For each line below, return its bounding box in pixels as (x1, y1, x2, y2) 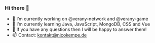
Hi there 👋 (5, 4, 30, 11)
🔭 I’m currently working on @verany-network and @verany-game (12, 16, 148, 22)
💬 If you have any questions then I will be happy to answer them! (12, 26, 147, 32)
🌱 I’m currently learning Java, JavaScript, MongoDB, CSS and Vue (12, 21, 150, 27)
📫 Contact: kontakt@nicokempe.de (12, 32, 87, 38)
